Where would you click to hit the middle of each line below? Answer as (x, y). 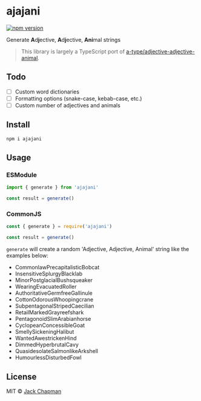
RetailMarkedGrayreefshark (49, 312)
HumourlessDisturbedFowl (48, 358)
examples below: (27, 255)
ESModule (22, 175)
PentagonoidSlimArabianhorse (53, 319)
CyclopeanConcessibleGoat (50, 325)
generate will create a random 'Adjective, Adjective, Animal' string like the (98, 249)
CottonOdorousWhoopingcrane (54, 300)
